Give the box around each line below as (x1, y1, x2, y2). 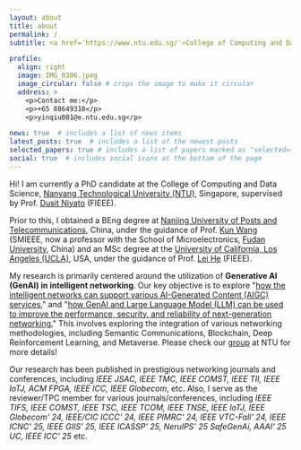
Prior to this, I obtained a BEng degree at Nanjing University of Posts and (9, 214, 278, 225)
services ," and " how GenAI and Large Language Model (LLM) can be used (9, 299, 284, 309)
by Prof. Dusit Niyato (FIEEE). (9, 197, 116, 208)
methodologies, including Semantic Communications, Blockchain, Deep (9, 327, 273, 338)
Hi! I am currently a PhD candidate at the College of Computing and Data (9, 178, 278, 189)
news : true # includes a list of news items (9, 129, 182, 138)
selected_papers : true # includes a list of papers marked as (9, 145, 246, 155)
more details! (9, 346, 58, 357)
